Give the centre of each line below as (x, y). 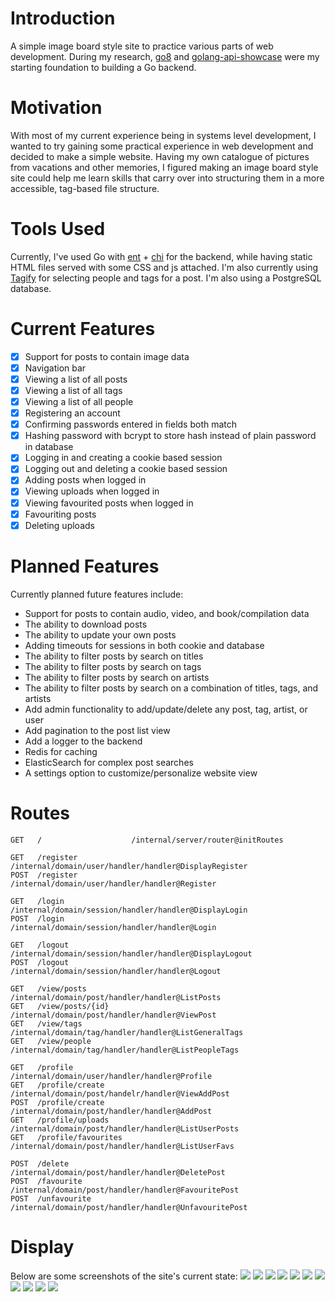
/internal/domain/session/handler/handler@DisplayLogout (131, 953)
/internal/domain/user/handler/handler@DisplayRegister (129, 866)
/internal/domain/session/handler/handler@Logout (116, 971)
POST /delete (40, 1163)
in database (49, 447)
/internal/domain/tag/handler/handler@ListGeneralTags (127, 1032)
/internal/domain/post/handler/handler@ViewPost (113, 1015)
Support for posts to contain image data (107, 356)
